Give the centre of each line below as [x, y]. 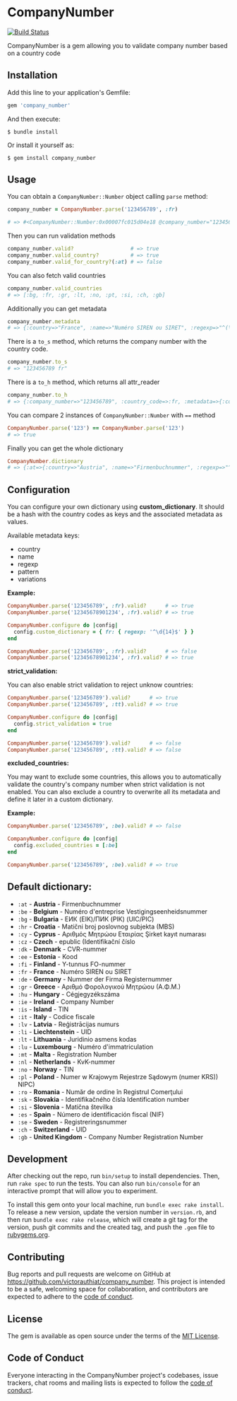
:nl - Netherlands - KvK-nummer [66, 1062]
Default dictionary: [49, 887]
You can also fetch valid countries [56, 275]
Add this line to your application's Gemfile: [69, 92]
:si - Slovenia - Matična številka [65, 1107]
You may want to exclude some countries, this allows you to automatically [115, 777]
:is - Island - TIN [43, 1009]
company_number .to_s [38, 362]
